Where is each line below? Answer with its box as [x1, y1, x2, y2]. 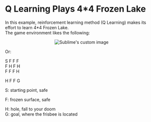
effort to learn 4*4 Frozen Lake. [5, 24, 69, 30]
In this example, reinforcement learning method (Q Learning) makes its [5, 19, 147, 25]
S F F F [5, 58, 19, 64]
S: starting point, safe [5, 87, 48, 93]
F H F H [5, 63, 20, 69]
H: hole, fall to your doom [5, 106, 56, 112]
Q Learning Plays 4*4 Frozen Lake [5, 3, 146, 15]
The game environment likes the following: [5, 30, 90, 35]
